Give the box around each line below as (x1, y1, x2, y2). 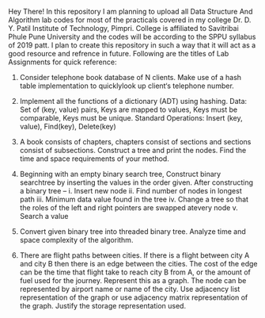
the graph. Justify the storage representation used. (19, 301, 187, 310)
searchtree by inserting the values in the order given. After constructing (19, 178, 253, 187)
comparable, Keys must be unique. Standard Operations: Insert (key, (19, 113, 243, 122)
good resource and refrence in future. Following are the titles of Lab (8, 49, 229, 58)
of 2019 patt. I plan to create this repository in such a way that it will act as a (8, 40, 256, 50)
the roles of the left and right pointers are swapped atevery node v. (19, 203, 239, 213)
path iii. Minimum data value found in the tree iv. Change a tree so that (19, 194, 249, 204)
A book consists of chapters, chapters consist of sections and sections (19, 137, 252, 146)
